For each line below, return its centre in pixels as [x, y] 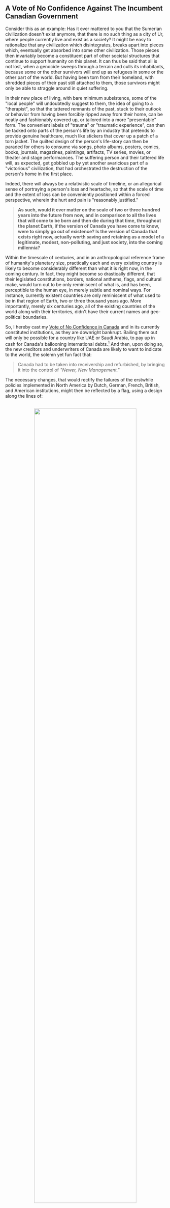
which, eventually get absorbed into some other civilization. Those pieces [82, 50]
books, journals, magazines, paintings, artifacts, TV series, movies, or [78, 152]
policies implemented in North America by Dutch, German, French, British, [82, 385]
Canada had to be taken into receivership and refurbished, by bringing [91, 365]
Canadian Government [42, 17]
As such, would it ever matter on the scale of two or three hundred [89, 210]
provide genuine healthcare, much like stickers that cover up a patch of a [82, 136]
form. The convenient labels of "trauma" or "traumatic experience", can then [85, 125]
